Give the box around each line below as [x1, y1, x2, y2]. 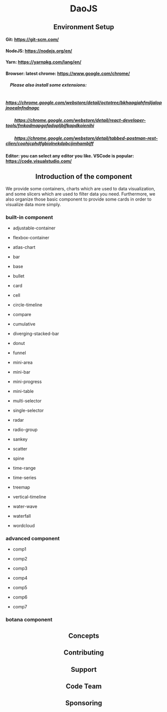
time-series [12, 475, 37, 481]
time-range [12, 465, 36, 471]
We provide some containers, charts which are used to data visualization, [5, 185, 156, 191]
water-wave [12, 503, 38, 509]
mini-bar [12, 369, 31, 375]
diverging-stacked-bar [12, 330, 59, 337]
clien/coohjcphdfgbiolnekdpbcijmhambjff [5, 140, 94, 146]
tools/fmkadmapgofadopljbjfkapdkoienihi [5, 122, 95, 129]
